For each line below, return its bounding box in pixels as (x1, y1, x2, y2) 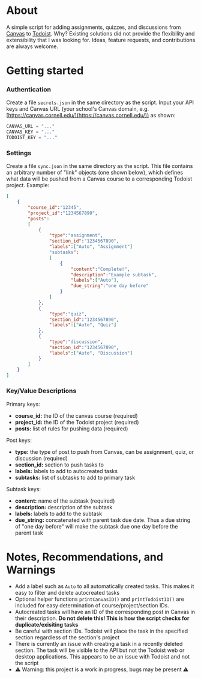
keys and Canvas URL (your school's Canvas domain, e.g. (6, 105, 149, 113)
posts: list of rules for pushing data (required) (14, 425, 128, 432)
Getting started (6, 64, 84, 78)
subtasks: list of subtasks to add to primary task (14, 474, 136, 481)
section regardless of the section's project (14, 634, 120, 641)
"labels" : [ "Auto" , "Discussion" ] (49, 350, 133, 356)
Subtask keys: (6, 485, 41, 492)
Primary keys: (6, 400, 40, 408)
